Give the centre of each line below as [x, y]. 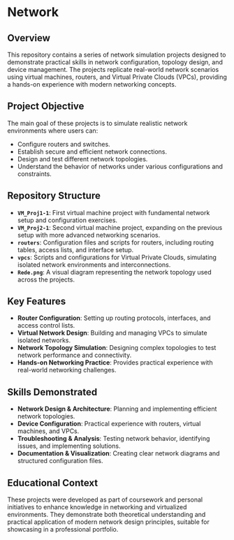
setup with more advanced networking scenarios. [89, 235]
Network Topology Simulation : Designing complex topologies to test [117, 348]
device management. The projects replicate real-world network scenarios [113, 70]
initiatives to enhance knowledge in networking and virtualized [97, 507]
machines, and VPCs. [48, 431]
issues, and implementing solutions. [69, 446]
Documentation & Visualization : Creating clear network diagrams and [118, 453]
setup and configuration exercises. [67, 220]
